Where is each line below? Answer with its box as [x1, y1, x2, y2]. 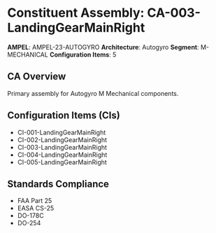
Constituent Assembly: [7, 5, 145, 21]
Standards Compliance [7, 178, 110, 190]
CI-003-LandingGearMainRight [17, 143, 107, 151]
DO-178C [17, 211, 44, 220]
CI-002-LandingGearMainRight [17, 135, 107, 144]
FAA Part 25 [17, 197, 52, 205]
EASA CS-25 [17, 204, 55, 213]
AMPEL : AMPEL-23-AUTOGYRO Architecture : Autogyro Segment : [7, 43, 199, 51]
